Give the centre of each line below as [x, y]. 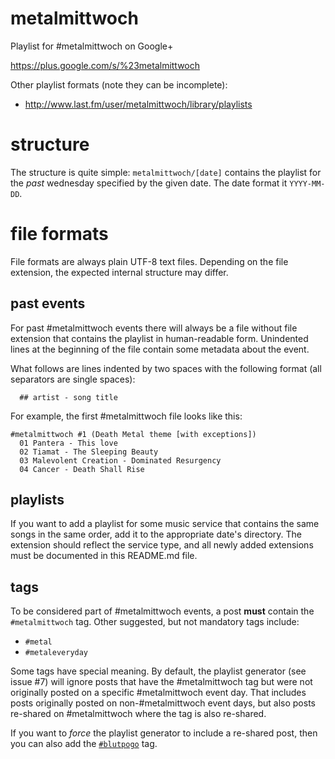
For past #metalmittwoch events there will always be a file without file [154, 328]
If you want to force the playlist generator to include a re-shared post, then [164, 733]
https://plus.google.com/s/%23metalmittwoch [105, 65]
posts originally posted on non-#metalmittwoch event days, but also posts [163, 703]
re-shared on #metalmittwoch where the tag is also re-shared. [138, 714]
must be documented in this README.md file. [104, 556]
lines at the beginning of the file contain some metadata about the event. [160, 349]
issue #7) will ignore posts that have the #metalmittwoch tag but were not [161, 682]
